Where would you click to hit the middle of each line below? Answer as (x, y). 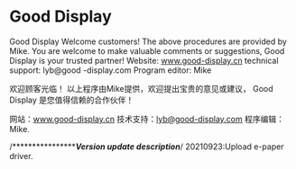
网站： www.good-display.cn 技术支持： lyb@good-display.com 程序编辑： (147, 119)
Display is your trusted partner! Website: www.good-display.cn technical (144, 60)
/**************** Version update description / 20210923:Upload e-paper (147, 147)
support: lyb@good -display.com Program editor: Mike (111, 70)
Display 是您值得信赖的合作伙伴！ (72, 100)
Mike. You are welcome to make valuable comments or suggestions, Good (147, 50)
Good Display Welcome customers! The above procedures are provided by (148, 41)
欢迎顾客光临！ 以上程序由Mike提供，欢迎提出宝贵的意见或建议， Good (141, 88)
